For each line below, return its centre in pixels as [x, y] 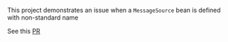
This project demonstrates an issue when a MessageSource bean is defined [114, 10]
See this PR [24, 31]
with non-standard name [43, 17]
